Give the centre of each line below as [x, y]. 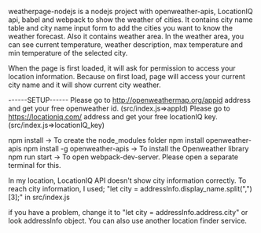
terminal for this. [35, 165]
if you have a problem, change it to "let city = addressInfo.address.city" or [128, 212]
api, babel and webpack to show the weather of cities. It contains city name [130, 20]
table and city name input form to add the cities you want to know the [121, 28]
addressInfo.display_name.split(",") [197, 189]
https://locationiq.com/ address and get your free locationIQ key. [113, 116]
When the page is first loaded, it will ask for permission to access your [122, 68]
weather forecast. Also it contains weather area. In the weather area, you [126, 36]
